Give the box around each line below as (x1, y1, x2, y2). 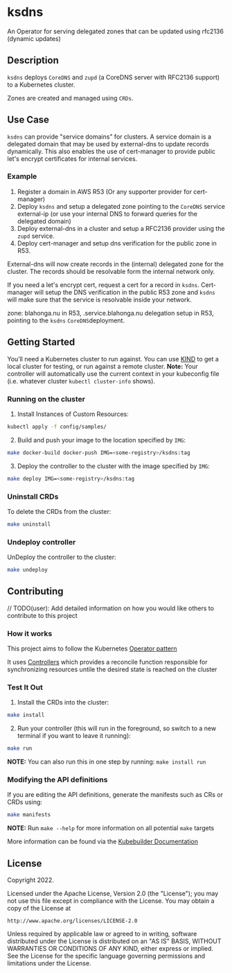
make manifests (7, 811, 51, 818)
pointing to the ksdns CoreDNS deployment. (7, 316, 125, 325)
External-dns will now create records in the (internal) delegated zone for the (7, 259, 224, 268)
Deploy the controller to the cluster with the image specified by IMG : (17, 462, 210, 470)
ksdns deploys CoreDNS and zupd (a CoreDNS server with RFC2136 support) (7, 73, 220, 81)
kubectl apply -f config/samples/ (7, 423, 107, 430)
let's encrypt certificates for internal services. (7, 154, 138, 163)
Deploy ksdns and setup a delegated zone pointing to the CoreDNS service (17, 202, 225, 210)
